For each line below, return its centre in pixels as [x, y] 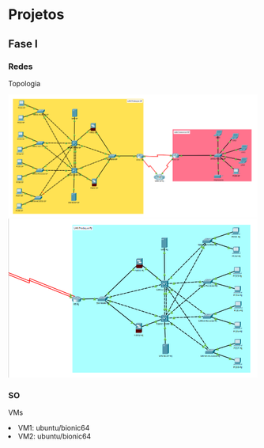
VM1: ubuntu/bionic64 [54, 428]
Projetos [36, 15]
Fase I [23, 44]
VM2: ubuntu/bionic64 [55, 436]
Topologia [25, 83]
